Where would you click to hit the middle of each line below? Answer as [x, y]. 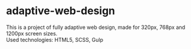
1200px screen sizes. [32, 33]
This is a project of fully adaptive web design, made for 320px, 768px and [96, 27]
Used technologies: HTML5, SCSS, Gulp [55, 40]
